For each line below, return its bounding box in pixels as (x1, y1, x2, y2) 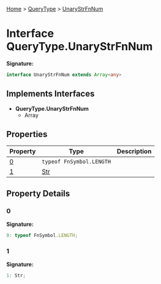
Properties (6, 129, 48, 140)
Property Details (6, 188, 70, 198)
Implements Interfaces (6, 89, 95, 99)
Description (116, 147, 152, 155)
